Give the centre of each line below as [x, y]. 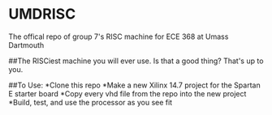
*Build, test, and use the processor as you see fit [91, 102]
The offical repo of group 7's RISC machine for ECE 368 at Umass [119, 36]
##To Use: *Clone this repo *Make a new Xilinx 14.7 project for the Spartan [135, 85]
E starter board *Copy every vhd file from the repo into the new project [127, 93]
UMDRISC [42, 14]
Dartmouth [26, 45]
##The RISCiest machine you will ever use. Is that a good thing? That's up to [136, 61]
